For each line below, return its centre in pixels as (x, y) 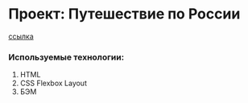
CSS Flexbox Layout (53, 83)
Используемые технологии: (66, 57)
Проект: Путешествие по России (124, 14)
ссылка (21, 36)
